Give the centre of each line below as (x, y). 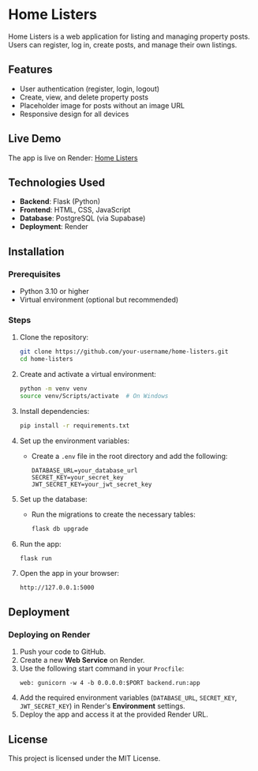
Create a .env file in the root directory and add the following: (129, 456)
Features (30, 70)
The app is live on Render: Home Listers (73, 158)
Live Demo (35, 139)
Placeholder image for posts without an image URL (102, 105)
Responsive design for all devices (74, 114)
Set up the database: (54, 498)
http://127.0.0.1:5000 (57, 588)
